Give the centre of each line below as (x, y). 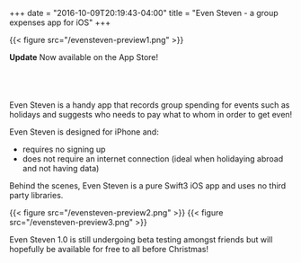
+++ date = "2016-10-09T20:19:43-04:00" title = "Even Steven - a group (144, 13)
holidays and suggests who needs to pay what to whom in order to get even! (151, 114)
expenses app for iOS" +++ (60, 22)
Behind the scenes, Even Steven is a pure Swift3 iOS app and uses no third (148, 186)
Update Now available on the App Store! (84, 57)
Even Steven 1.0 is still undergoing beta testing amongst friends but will (141, 240)
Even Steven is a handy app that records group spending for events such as (150, 105)
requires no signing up (64, 149)
